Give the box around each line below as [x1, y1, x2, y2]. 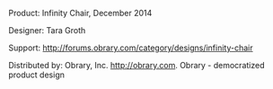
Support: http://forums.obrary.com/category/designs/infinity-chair [8, 42, 253, 53]
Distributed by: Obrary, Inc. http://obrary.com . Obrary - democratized [8, 60, 265, 70]
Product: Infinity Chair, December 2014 [8, 8, 153, 18]
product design [8, 69, 65, 80]
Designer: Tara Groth [8, 25, 86, 35]
